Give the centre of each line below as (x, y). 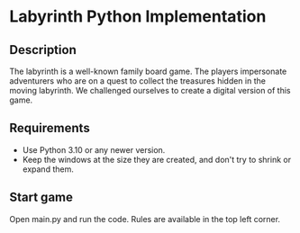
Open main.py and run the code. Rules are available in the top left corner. (145, 219)
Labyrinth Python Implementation (138, 17)
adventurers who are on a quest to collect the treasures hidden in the (137, 81)
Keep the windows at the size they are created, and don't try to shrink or (156, 159)
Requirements (50, 128)
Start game (41, 197)
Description (43, 50)
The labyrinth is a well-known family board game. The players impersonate (148, 71)
